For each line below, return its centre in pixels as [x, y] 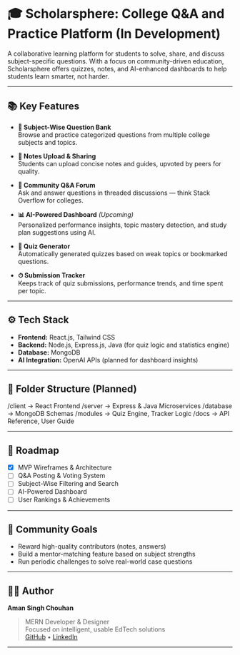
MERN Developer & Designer [67, 622]
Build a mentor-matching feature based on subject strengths [106, 554]
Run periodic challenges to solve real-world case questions [105, 562]
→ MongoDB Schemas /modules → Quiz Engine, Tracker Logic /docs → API [119, 414]
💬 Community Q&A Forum [56, 185]
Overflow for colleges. [50, 200]
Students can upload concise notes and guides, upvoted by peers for [119, 163]
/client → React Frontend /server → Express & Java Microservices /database [120, 406]
